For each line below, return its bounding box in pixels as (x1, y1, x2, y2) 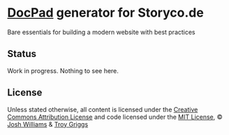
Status (7, 48, 37, 60)
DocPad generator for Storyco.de (7, 5, 204, 21)
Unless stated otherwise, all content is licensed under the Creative (7, 105, 198, 113)
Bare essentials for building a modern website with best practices (7, 28, 195, 36)
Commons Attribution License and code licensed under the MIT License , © (7, 113, 223, 121)
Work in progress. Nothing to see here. (7, 66, 119, 74)
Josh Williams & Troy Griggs (7, 120, 89, 128)
